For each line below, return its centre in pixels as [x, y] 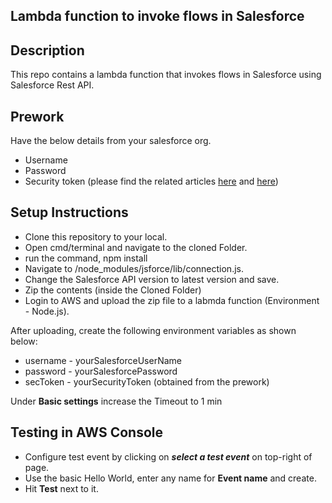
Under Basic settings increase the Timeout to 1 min [116, 401]
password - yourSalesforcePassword [101, 371]
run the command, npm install [86, 258]
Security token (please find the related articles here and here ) [151, 181]
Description [47, 50]
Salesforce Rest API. [52, 85]
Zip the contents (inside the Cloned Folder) [113, 290]
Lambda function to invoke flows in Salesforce [157, 16]
